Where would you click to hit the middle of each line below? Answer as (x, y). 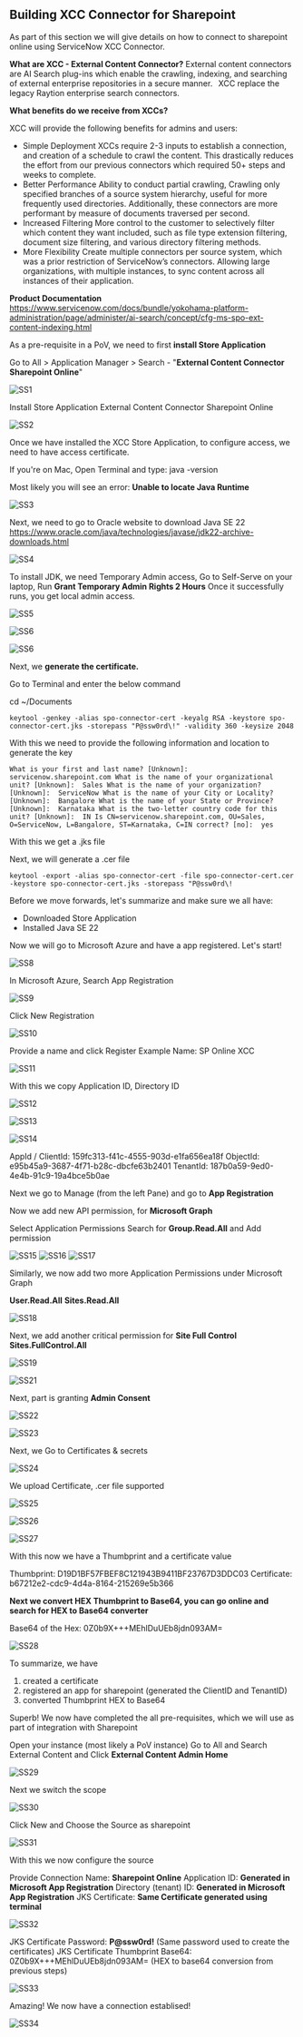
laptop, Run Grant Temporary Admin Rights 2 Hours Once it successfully (147, 586)
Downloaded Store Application (79, 918)
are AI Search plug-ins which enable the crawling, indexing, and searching (148, 73)
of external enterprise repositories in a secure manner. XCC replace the (144, 83)
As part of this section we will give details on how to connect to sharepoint (149, 36)
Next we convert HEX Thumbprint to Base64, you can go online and (139, 1601)
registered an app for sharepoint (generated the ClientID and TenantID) (155, 1690)
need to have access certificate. (69, 452)
